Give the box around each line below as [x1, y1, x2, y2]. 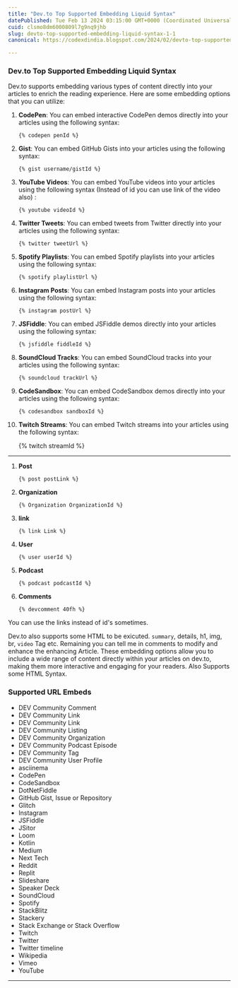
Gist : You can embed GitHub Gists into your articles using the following [18, 144, 225, 153]
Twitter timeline [18, 943, 64, 952]
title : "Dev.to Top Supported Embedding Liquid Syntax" [8, 10, 176, 18]
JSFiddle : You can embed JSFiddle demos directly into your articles [18, 319, 217, 329]
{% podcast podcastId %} [18, 580, 92, 587]
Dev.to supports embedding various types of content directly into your [8, 82, 213, 90]
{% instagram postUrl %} [18, 307, 92, 314]
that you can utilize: [8, 97, 66, 106]
